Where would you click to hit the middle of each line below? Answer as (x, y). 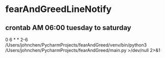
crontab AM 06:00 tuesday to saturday (68, 28)
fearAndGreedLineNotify (58, 9)
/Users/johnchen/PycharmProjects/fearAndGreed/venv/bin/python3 (76, 45)
